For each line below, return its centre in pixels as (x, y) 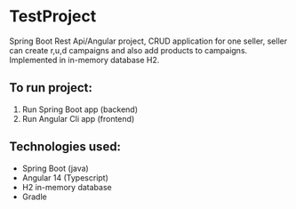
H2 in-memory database (67, 187)
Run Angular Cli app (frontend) (78, 118)
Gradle (34, 197)
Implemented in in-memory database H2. (84, 60)
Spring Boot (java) (55, 168)
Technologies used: (65, 147)
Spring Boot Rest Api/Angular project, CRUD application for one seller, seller (148, 41)
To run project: (51, 88)
